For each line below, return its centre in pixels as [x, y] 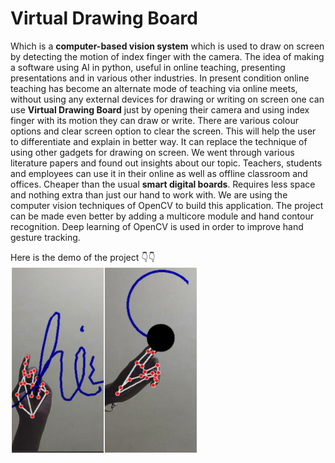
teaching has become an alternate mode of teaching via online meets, [154, 88]
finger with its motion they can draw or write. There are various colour [154, 120]
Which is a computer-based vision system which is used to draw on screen [167, 46]
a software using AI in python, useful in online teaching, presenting [148, 67]
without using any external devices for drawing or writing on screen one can [167, 99]
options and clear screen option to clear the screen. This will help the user [163, 131]
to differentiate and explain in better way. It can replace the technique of [159, 141]
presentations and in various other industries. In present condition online [160, 78]
